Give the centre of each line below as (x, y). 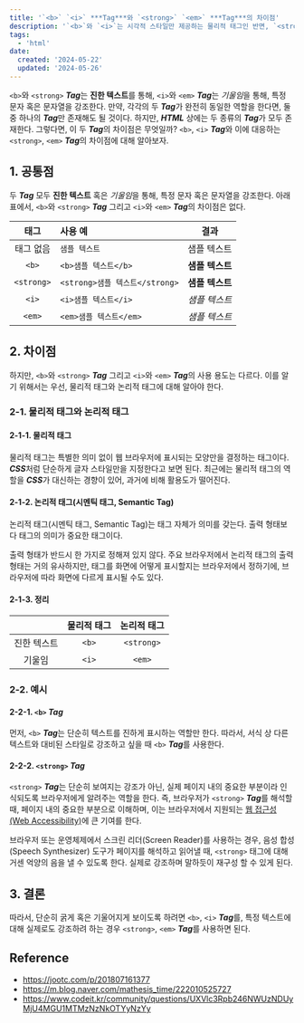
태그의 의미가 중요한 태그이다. (71, 535)
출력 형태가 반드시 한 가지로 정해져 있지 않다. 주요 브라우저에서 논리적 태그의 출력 (152, 554)
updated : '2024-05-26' (60, 69)
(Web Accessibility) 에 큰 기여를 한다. (76, 821)
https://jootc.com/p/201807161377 (86, 980)
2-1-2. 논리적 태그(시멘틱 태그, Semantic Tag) (92, 502)
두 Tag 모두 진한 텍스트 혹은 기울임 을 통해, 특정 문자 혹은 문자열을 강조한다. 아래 (150, 195)
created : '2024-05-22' (60, 60)
